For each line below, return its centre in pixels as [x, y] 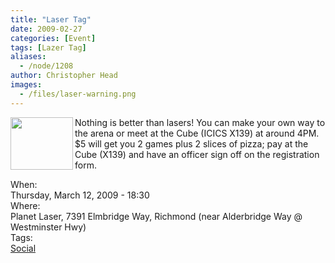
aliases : [28, 57]
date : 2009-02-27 [46, 29]
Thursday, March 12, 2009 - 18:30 [80, 195]
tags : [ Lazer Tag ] [48, 47]
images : [26, 85]
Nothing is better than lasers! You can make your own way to [200, 122]
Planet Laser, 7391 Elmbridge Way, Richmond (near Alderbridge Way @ [156, 216]
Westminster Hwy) [48, 227]
